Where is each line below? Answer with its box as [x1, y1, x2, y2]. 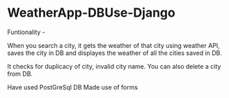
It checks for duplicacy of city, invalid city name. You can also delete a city [7, 62, 221, 70]
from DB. [7, 70, 33, 78]
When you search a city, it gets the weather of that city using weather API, [7, 41, 221, 49]
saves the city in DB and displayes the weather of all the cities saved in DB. [7, 49, 223, 57]
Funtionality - [7, 28, 45, 36]
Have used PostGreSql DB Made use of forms [7, 83, 138, 91]
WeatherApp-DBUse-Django [7, 5, 175, 21]
